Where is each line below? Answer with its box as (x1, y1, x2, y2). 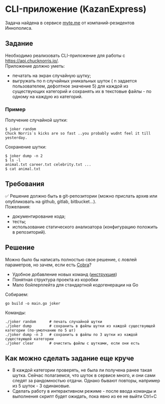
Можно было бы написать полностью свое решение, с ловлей (5, 256, 137, 262)
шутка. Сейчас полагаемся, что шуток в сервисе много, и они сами (12, 372, 156, 378)
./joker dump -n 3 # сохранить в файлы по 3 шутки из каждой (5, 332, 138, 337)
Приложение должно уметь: (5, 63, 65, 69)
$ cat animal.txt (5, 166, 41, 171)
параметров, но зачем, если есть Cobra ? (5, 262, 92, 268)
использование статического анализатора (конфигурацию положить (12, 224, 158, 230)
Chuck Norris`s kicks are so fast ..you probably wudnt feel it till (5, 131, 151, 136)
